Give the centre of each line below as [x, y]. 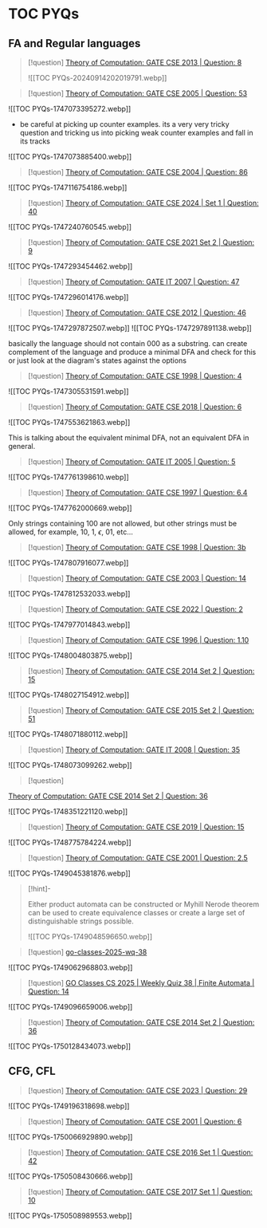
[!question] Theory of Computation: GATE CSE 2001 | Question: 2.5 [138, 858]
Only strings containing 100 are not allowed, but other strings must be [123, 523]
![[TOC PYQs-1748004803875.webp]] [71, 655]
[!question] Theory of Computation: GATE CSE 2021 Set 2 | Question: [141, 242]
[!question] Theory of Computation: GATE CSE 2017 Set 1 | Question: [140, 1191]
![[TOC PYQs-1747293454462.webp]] [71, 266]
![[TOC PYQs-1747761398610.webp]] [69, 477]
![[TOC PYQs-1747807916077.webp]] [69, 563]
